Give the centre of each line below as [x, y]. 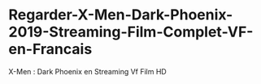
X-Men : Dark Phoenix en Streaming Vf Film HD [87, 71]
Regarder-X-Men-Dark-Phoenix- [121, 15]
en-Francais [50, 49]
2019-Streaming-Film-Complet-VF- [131, 32]
